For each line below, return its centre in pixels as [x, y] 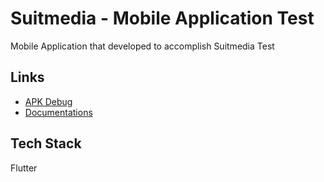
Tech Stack [46, 143]
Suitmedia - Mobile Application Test [162, 18]
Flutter [24, 168]
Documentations [58, 112]
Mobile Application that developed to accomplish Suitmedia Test [142, 46]
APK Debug [48, 101]
